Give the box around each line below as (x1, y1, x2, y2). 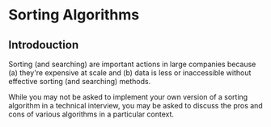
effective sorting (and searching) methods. (8, 77, 151, 86)
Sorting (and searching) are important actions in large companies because (8, 59, 256, 69)
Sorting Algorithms (8, 6, 140, 24)
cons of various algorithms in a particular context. (8, 109, 175, 119)
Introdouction (8, 38, 79, 52)
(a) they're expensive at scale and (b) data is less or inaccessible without (8, 68, 252, 78)
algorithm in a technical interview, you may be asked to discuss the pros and (8, 101, 263, 110)
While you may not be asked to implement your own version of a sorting (8, 92, 248, 102)
